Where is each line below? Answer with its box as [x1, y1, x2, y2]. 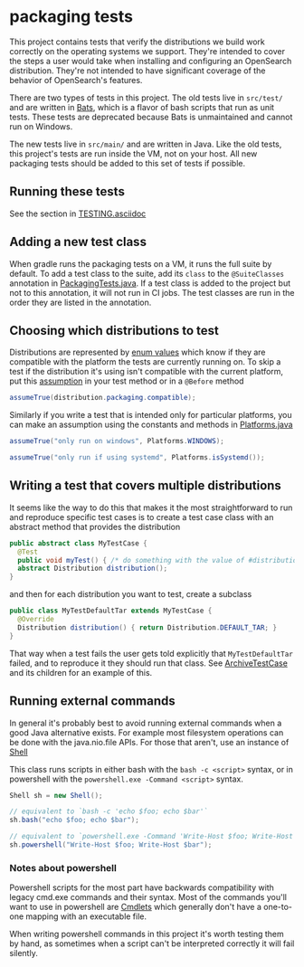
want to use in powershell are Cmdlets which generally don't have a [9, 902, 262, 913]
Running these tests [9, 184, 125, 200]
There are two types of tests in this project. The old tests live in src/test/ [9, 92, 283, 103]
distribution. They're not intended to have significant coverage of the [9, 65, 266, 76]
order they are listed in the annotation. [9, 297, 152, 308]
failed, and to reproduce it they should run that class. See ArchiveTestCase [9, 658, 288, 668]
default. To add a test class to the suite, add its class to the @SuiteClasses [9, 268, 285, 279]
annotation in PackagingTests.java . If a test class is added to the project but [9, 278, 291, 289]
